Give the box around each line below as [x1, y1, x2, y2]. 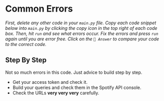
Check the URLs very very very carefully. [12, 89, 99, 96]
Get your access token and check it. [12, 79, 88, 85]
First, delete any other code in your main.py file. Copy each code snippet [5, 20, 156, 26]
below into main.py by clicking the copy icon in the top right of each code [5, 25, 157, 31]
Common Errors [5, 3, 73, 15]
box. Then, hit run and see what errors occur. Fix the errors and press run [5, 30, 158, 36]
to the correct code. [5, 41, 47, 47]
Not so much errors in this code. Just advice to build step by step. [5, 69, 143, 75]
